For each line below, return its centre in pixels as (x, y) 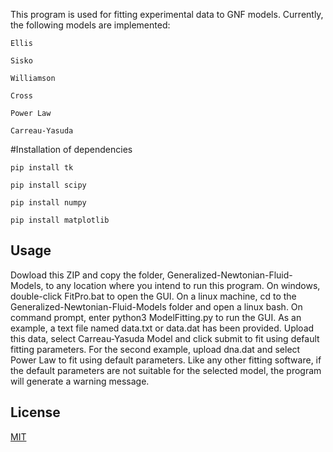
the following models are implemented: (90, 25)
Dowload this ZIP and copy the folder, (87, 275)
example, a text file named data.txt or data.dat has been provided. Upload (162, 328)
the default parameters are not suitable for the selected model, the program (166, 370)
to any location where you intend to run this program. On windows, (183, 285)
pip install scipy (48, 185)
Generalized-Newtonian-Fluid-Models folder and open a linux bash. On (156, 306)
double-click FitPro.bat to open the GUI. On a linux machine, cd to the (153, 296)
